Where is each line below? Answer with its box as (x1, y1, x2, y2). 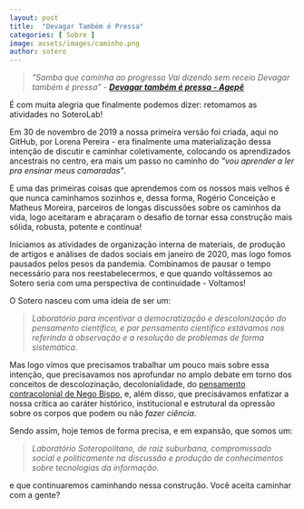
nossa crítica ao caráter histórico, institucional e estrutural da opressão (9, 398, 275, 409)
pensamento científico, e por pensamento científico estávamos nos (31, 323, 285, 334)
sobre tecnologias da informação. (31, 463, 160, 474)
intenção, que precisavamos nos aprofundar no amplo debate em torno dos (9, 369, 292, 380)
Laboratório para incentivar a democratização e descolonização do (31, 313, 287, 324)
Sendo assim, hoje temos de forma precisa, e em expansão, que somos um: (9, 425, 293, 436)
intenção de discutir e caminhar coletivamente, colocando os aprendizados (9, 146, 291, 157)
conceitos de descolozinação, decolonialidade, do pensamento (9, 379, 246, 390)
